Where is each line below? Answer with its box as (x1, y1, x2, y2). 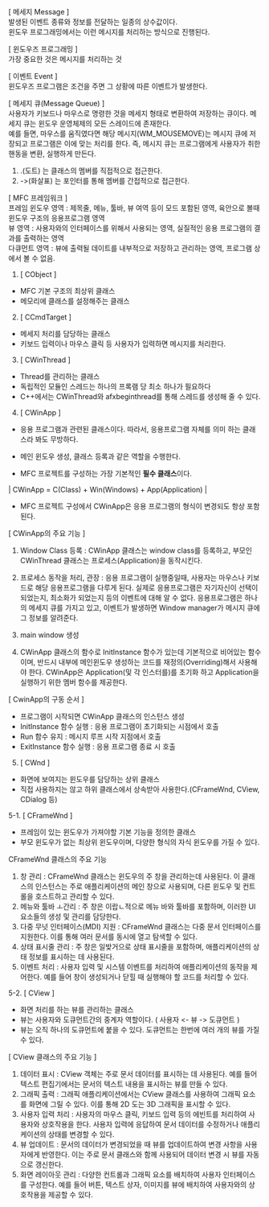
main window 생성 (19, 630, 79, 640)
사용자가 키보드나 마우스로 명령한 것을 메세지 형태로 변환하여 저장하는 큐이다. (8, 109, 249, 118)
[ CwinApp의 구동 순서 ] (8, 694, 84, 704)
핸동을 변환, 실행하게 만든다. (8, 149, 96, 159)
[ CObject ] (19, 270, 57, 279)
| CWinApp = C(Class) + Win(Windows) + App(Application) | (8, 485, 207, 494)
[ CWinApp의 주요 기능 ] (8, 529, 86, 538)
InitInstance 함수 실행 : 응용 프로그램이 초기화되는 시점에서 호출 (19, 722, 219, 731)
